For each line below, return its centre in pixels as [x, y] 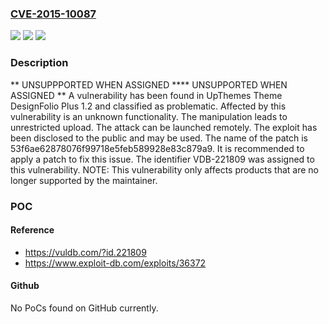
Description [39, 63]
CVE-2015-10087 [53, 14]
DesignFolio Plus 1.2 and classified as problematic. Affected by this [148, 106]
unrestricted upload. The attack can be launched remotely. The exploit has [164, 127]
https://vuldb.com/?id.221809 [85, 252]
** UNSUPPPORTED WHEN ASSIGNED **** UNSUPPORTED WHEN [149, 84]
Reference [32, 230]
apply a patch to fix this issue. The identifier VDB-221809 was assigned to [162, 159]
